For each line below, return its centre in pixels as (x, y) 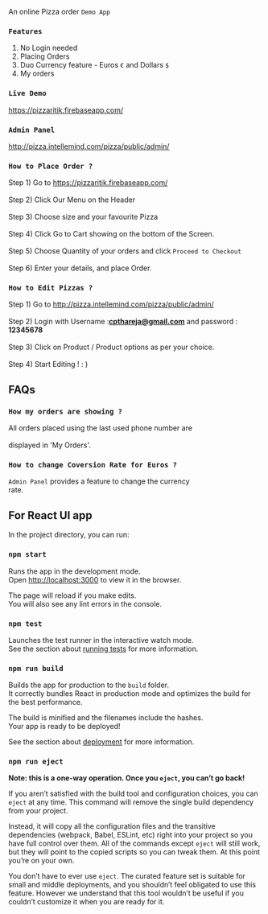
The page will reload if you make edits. (72, 595)
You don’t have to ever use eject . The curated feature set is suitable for (127, 876)
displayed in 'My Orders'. (49, 445)
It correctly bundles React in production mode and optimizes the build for (130, 694)
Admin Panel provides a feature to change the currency (99, 481)
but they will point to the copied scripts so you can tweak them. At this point (134, 852)
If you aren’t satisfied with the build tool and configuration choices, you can (134, 794)
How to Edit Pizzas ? (51, 288)
